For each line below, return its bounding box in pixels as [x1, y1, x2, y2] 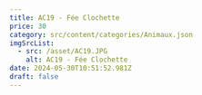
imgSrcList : [9, 38, 55, 48]
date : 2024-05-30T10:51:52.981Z [9, 64, 132, 73]
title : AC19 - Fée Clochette [9, 13, 120, 23]
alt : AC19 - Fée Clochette [25, 55, 128, 64]
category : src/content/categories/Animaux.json [9, 30, 194, 39]
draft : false [9, 72, 59, 81]
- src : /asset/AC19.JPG [17, 47, 107, 56]
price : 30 [9, 22, 47, 31]
